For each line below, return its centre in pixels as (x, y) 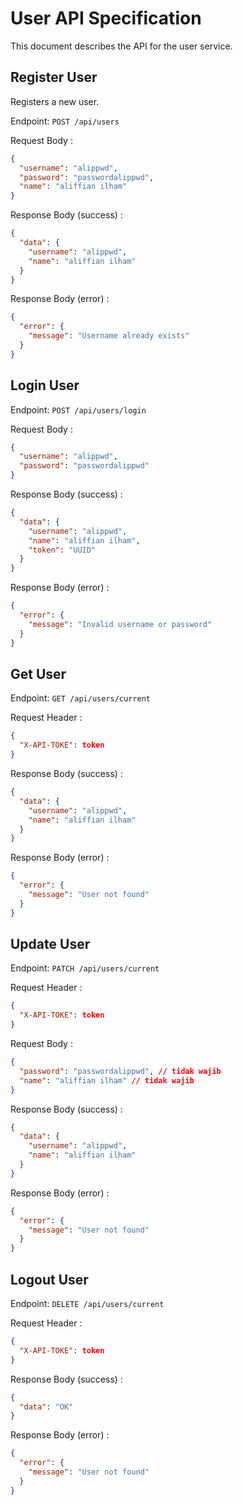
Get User (38, 673)
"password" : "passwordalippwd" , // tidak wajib (120, 1071)
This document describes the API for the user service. (121, 46)
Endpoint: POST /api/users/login (78, 409)
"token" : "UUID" (62, 550)
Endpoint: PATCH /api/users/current (85, 968)
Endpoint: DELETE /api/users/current (87, 1303)
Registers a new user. (55, 101)
